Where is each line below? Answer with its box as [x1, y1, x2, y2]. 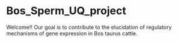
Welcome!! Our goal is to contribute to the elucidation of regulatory [6, 24, 172, 31]
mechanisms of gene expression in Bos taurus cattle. [6, 29, 138, 37]
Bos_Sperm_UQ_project [6, 4, 126, 18]
